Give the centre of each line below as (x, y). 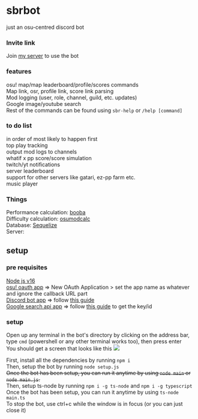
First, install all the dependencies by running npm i (68, 360)
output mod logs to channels (41, 152)
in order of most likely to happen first (52, 138)
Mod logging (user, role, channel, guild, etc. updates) (72, 98)
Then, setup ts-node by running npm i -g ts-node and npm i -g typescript (99, 386)
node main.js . (23, 379)
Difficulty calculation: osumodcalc (48, 219)
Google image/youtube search (44, 104)
